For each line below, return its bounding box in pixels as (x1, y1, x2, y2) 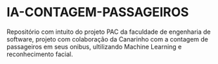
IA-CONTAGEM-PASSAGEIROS (6, 4, 189, 20)
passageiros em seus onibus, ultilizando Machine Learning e (6, 42, 182, 51)
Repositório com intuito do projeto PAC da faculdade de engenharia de (6, 27, 212, 36)
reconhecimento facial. (6, 50, 73, 58)
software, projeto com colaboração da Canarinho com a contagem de (6, 34, 209, 43)
